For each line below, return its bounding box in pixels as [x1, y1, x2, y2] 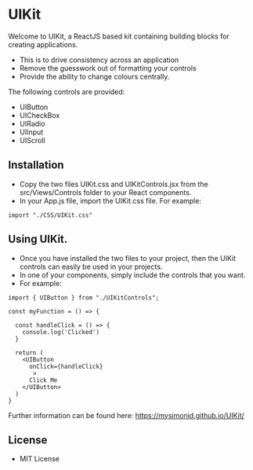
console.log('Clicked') [22, 328, 100, 336]
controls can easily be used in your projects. [19, 262, 163, 271]
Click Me [28, 376, 58, 384]
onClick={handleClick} [28, 362, 103, 370]
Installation [8, 159, 64, 172]
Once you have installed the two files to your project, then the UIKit [19, 253, 237, 263]
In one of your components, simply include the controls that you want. [19, 270, 246, 280]
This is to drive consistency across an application [19, 55, 179, 64]
